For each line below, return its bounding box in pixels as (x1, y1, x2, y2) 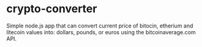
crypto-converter (6, 2, 97, 16)
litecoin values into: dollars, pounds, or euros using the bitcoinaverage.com (6, 28, 196, 35)
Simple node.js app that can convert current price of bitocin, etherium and (6, 22, 193, 29)
